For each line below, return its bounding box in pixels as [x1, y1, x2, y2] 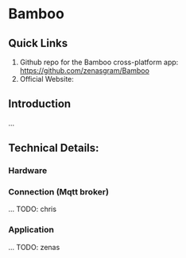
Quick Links [8, 37, 68, 50]
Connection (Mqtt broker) [8, 187, 110, 198]
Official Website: [19, 75, 74, 83]
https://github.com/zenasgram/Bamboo [19, 66, 149, 75]
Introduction [8, 97, 72, 111]
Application [8, 224, 54, 235]
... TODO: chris [8, 204, 57, 214]
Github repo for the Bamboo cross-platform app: [19, 57, 179, 67]
